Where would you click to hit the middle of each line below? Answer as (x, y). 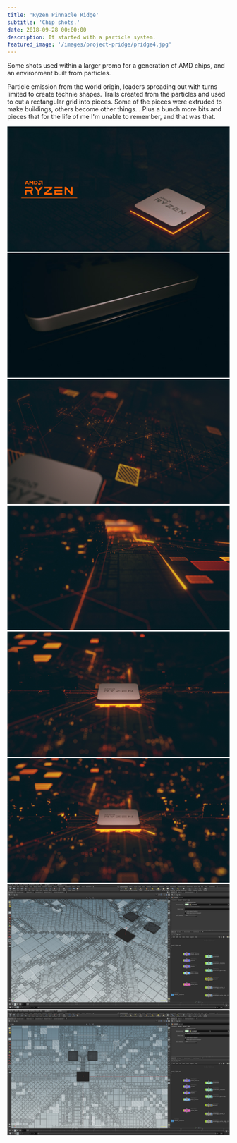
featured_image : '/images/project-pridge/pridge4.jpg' (90, 45)
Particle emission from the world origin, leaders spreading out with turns (113, 87)
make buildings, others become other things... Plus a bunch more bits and (115, 109)
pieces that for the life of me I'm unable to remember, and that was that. (111, 117)
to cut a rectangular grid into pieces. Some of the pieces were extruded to (115, 102)
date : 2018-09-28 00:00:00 (47, 30)
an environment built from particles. (59, 73)
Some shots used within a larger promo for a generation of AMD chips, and (116, 66)
